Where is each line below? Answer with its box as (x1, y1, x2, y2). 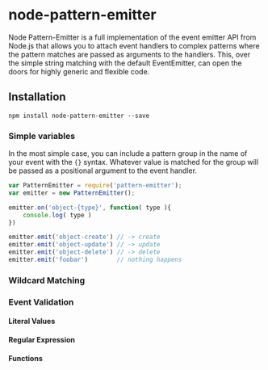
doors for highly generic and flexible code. (8, 66, 150, 76)
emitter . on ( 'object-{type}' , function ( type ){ (8, 204, 172, 212)
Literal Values (8, 317, 56, 326)
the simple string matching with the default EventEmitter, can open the (8, 58, 242, 68)
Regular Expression (8, 334, 75, 344)
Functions (8, 353, 43, 363)
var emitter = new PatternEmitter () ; (8, 188, 136, 197)
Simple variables (8, 130, 75, 141)
